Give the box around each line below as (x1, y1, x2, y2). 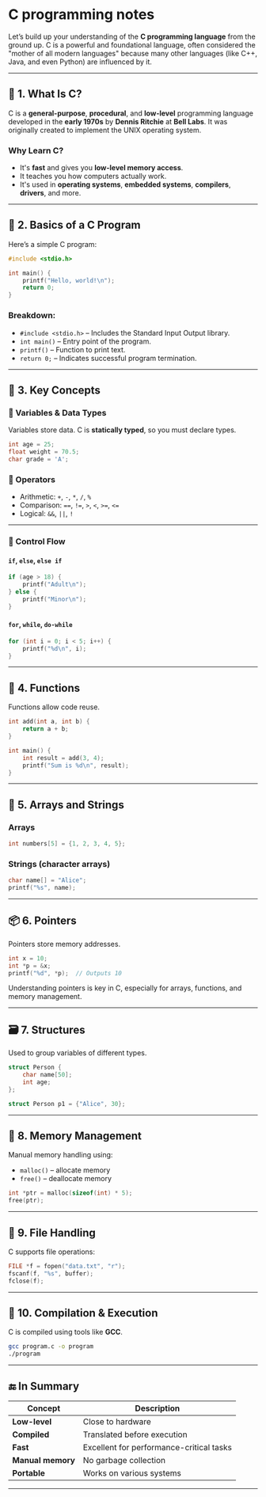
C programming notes (8, 6, 155, 24)
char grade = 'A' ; (8, 455, 69, 463)
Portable (12, 1468, 46, 1479)
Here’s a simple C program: (8, 239, 97, 249)
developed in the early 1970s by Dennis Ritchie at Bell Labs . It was (8, 116, 228, 126)
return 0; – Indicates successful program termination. (19, 353, 197, 363)
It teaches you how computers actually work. (19, 172, 167, 181)
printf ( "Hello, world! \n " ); (22, 276, 115, 284)
